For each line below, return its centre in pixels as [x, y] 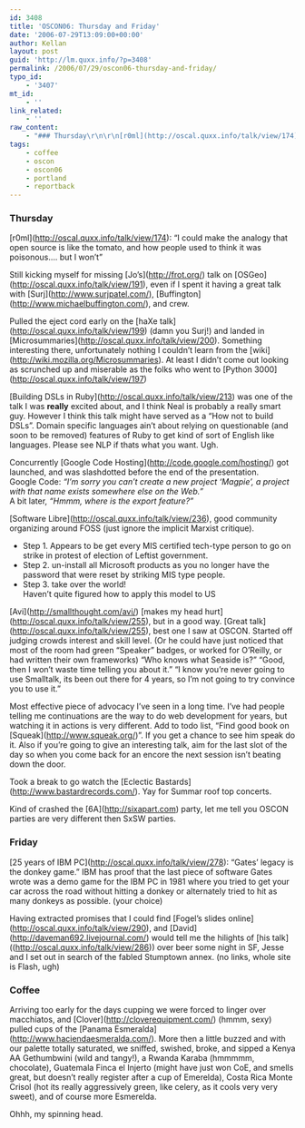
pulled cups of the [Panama [61, 1029]
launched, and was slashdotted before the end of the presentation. [134, 472]
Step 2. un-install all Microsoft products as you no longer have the [146, 565]
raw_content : [34, 128]
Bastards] [174, 782]
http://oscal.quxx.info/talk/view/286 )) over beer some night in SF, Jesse [149, 947]
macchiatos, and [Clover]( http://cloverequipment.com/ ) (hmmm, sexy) [141, 1020]
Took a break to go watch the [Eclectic [82, 782]
